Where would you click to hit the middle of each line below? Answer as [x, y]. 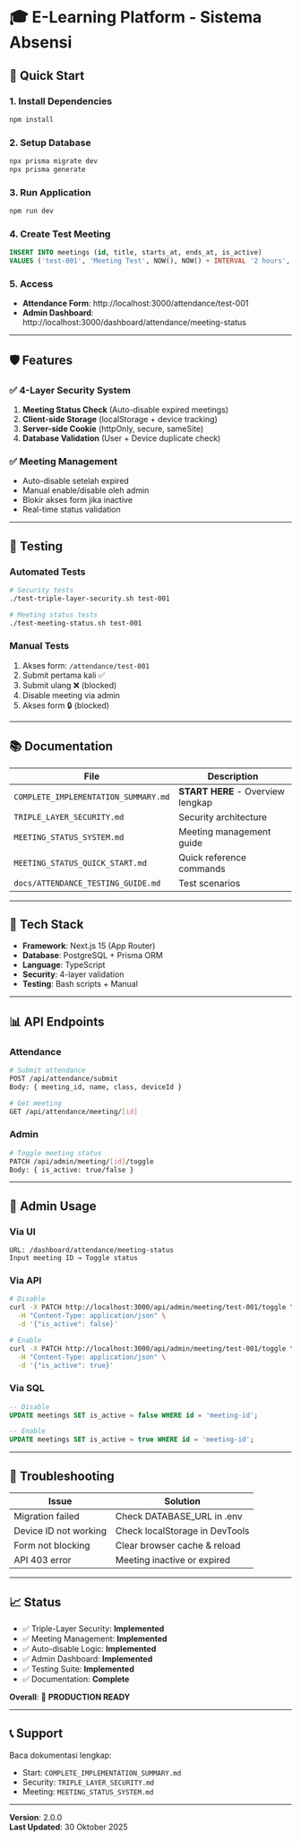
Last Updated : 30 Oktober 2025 [69, 1827]
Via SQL [27, 1388]
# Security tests [42, 590]
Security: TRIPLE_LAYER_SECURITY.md [88, 1782]
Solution [183, 1500]
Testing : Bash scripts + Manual [80, 984]
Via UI [22, 1232]
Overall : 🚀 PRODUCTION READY [70, 1697]
